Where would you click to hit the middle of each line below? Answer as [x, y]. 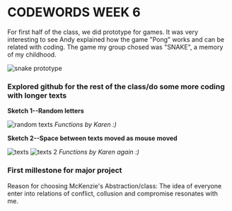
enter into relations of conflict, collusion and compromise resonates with [112, 193]
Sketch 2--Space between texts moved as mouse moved [93, 138]
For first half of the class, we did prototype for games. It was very [103, 32]
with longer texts [37, 95]
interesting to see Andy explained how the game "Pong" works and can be [116, 39]
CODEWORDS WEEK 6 [74, 12]
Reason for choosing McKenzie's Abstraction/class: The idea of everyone [115, 186]
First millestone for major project [65, 171]
